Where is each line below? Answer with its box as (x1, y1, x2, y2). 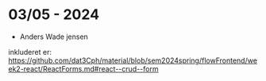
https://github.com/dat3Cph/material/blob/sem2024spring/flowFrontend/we (8, 56, 258, 65)
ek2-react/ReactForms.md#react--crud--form (8, 64, 159, 73)
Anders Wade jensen (19, 32, 89, 41)
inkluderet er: (8, 47, 52, 56)
